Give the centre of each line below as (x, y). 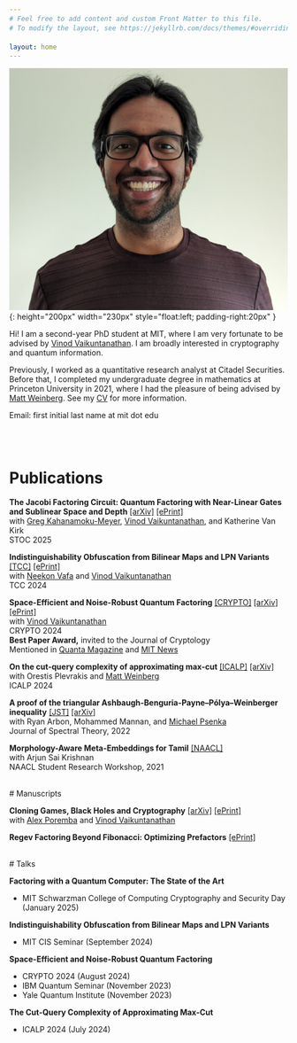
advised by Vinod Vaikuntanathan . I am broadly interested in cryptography (145, 343)
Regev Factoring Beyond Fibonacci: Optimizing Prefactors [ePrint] (133, 837)
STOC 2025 (30, 540)
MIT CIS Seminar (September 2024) (87, 942)
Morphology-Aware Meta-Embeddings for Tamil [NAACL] (116, 748)
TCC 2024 (28, 586)
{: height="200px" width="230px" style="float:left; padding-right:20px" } (143, 317)
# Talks (23, 864)
